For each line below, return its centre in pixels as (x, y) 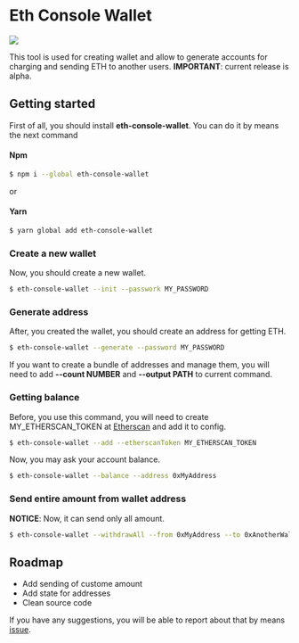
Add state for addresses (66, 593)
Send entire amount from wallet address (98, 499)
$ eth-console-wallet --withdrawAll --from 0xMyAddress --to (125, 535)
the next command (44, 135)
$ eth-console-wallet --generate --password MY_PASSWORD (117, 348)
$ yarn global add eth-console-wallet (81, 231)
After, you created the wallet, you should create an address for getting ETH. (148, 332)
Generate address (49, 312)
